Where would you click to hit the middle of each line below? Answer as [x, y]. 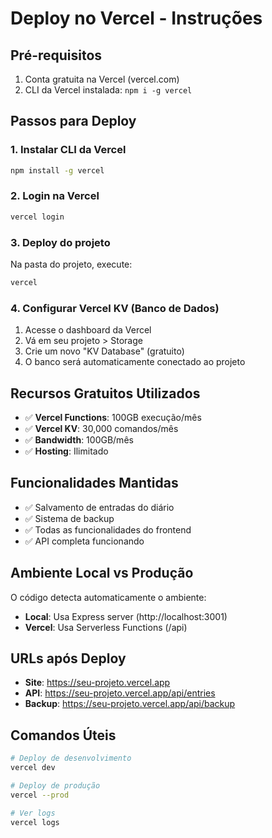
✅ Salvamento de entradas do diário [99, 507]
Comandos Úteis [63, 735]
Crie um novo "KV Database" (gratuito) [104, 351]
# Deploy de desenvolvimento [71, 758]
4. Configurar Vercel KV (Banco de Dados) [115, 308]
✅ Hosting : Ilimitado [66, 451]
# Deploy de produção [55, 786]
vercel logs [35, 822]
